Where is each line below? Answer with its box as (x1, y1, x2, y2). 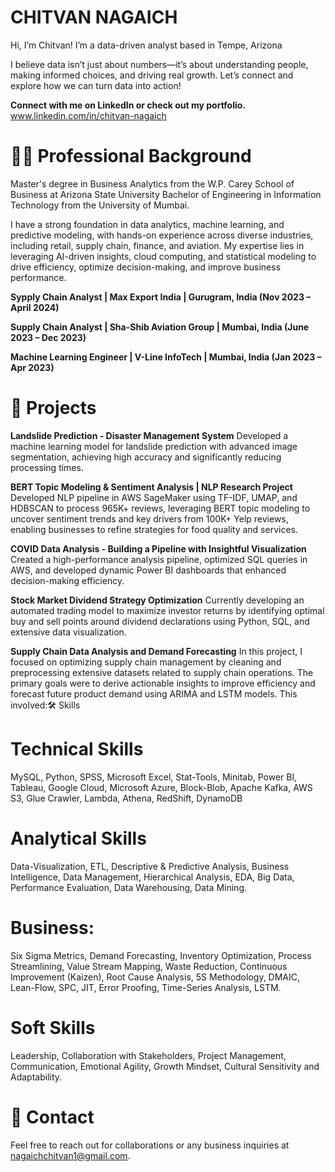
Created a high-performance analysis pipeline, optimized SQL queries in (10, 553, 308, 565)
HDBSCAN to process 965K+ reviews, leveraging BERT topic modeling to (10, 502, 311, 514)
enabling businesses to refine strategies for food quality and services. (10, 523, 298, 535)
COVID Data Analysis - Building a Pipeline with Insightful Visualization (10, 542, 307, 555)
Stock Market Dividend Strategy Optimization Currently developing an (10, 594, 305, 606)
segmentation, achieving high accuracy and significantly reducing (10, 451, 282, 463)
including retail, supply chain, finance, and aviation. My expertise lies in (10, 239, 305, 251)
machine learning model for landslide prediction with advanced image (10, 440, 298, 452)
